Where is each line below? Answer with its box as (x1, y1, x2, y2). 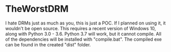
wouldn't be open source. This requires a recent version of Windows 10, (5, 25, 156, 31)
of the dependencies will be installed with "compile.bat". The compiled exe (5, 36, 162, 42)
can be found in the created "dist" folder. (5, 41, 91, 47)
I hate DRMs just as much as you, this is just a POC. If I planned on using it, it (5, 20, 166, 26)
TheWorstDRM (5, 3, 69, 15)
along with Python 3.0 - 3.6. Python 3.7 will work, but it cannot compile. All (5, 31, 162, 37)
